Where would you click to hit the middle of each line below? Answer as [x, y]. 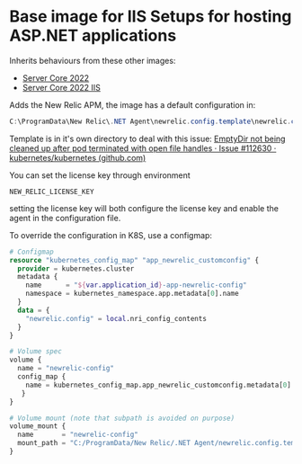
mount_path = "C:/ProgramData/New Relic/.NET [104, 443]
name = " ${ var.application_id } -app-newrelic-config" [136, 285]
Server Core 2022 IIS [62, 87]
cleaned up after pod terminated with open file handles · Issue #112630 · [143, 148]
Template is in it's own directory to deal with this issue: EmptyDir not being [147, 138]
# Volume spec [36, 352]
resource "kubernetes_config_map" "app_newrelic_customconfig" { [134, 260]
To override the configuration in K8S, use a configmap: [111, 235]
